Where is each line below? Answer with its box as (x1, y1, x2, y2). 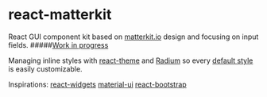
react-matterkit (8, 6, 112, 24)
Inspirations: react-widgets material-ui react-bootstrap (8, 80, 187, 89)
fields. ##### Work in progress (8, 40, 109, 49)
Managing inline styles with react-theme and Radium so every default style (8, 56, 253, 65)
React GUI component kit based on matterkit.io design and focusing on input (8, 32, 259, 41)
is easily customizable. (8, 64, 83, 73)
